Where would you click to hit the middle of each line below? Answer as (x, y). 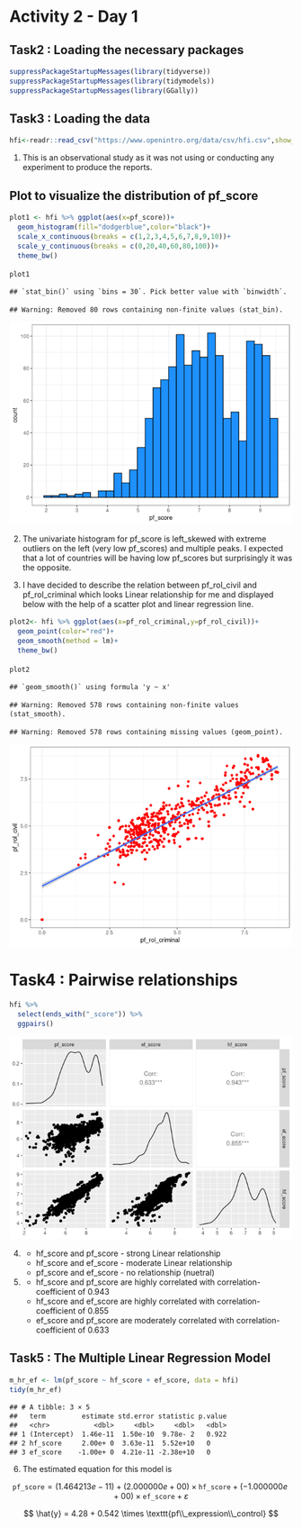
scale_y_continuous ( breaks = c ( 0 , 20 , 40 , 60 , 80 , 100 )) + (118, 246)
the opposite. (47, 568)
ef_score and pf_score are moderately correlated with (135, 1321)
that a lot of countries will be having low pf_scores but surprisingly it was (157, 558)
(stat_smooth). (38, 714)
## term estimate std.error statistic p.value (118, 1416)
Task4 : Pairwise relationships (124, 980)
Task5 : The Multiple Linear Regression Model (140, 1358)
